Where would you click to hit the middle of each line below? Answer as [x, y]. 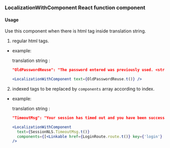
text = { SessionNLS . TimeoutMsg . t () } [53, 132]
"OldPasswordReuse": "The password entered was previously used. [82, 70]
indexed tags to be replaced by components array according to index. [83, 88]
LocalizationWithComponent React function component [75, 8]
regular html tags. [30, 41]
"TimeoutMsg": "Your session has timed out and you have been [79, 118]
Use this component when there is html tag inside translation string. [75, 31]
